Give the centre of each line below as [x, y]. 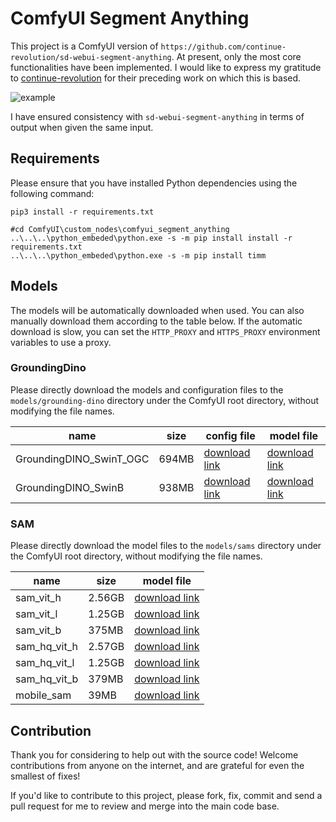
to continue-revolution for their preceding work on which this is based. [156, 78]
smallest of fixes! [45, 776]
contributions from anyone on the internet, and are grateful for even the [157, 765]
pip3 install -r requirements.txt [82, 212]
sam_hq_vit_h [46, 647]
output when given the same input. [82, 127]
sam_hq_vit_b [47, 679]
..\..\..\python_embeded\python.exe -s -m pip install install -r [151, 238]
